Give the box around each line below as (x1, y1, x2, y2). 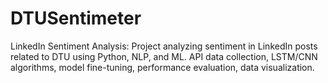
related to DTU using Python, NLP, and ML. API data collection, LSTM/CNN (10, 50, 318, 62)
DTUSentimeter (10, 7, 142, 30)
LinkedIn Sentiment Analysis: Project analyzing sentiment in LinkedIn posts (10, 40, 318, 52)
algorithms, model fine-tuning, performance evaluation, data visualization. (10, 61, 315, 73)
